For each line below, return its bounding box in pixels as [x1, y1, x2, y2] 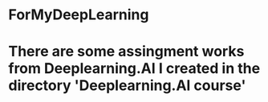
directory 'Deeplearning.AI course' [8, 76, 246, 95]
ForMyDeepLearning [8, 6, 149, 24]
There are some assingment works [8, 43, 245, 61]
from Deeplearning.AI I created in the [8, 59, 261, 78]
